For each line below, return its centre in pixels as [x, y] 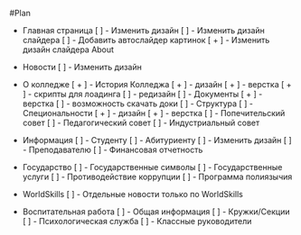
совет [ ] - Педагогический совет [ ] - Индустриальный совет [141, 122]
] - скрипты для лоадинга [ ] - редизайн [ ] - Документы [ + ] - [142, 94]
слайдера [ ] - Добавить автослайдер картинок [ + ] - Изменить [146, 40]
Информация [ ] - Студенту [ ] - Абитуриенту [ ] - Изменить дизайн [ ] [157, 140]
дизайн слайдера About [68, 50]
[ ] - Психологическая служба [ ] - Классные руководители [137, 221]
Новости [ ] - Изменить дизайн [82, 67]
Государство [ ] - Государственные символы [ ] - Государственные [152, 167]
